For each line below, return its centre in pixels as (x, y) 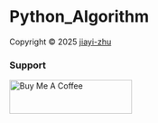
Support (28, 65)
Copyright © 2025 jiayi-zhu (60, 42)
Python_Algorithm (79, 17)
